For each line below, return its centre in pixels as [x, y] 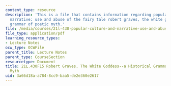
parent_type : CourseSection [35, 57]
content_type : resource [31, 10]
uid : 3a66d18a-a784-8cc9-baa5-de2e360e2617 [52, 76]
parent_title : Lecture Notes [36, 52]
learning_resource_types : [33, 38]
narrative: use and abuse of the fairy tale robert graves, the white [86, 19]
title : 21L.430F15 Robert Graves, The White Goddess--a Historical [78, 66]
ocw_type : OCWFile [25, 48]
